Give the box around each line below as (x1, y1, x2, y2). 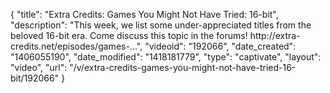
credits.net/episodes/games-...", (10, 40, 143, 52)
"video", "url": (10, 62, 68, 73)
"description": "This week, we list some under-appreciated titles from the (10, 19, 312, 31)
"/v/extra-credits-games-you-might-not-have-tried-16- (69, 62, 297, 73)
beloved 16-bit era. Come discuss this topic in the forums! (10, 30, 248, 41)
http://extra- (249, 30, 301, 41)
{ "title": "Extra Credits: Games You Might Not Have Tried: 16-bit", (10, 9, 279, 20)
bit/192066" (10, 72, 60, 84)
